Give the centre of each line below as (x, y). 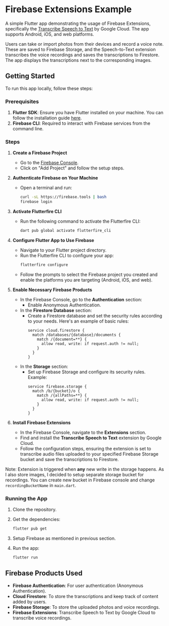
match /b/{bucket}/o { (56, 391)
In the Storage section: (44, 366)
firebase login (36, 202)
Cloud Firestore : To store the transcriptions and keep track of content (85, 596)
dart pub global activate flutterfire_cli (66, 231)
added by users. (30, 602)
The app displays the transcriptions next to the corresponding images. (78, 60)
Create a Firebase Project (40, 153)
